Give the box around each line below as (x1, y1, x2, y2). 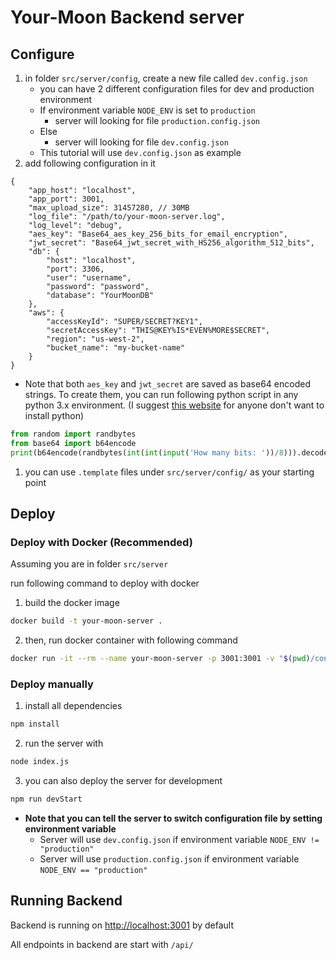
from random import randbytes (10, 429, 137, 439)
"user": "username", (46, 273, 132, 283)
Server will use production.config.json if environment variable (39, 852, 300, 865)
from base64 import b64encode (10, 438, 137, 448)
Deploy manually (10, 677, 94, 691)
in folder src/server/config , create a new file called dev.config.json (24, 72, 308, 84)
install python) (24, 410, 85, 421)
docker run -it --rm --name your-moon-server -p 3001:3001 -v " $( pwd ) (10, 654, 311, 664)
